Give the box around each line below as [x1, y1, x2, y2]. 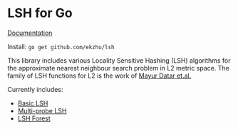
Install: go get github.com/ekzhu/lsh [7, 42, 115, 51]
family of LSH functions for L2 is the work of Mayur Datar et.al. [7, 71, 192, 80]
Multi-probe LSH [17, 106, 67, 115]
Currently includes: [7, 85, 63, 93]
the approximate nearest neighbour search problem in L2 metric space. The [7, 63, 229, 72]
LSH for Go [7, 5, 73, 21]
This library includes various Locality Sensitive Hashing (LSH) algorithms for [7, 56, 231, 65]
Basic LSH [17, 98, 48, 108]
